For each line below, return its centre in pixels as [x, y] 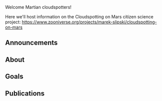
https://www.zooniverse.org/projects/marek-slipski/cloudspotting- [89, 22]
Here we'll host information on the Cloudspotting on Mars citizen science [79, 17]
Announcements [31, 43]
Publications [25, 93]
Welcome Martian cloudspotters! [38, 7]
